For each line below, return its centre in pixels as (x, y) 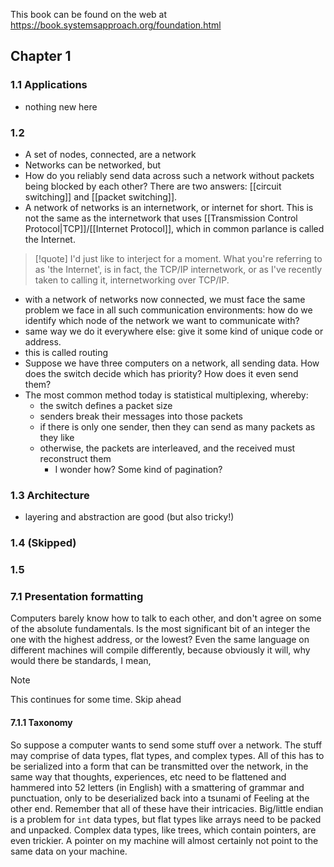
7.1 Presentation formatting (77, 597)
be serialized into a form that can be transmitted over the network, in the (159, 766)
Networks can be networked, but (93, 165)
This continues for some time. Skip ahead (96, 700)
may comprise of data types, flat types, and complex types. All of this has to (167, 755)
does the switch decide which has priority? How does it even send (161, 373)
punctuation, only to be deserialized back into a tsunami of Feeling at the (160, 798)
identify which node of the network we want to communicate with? (162, 320)
